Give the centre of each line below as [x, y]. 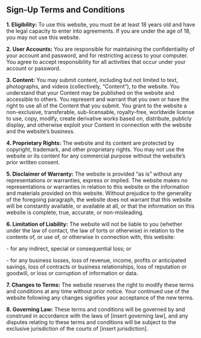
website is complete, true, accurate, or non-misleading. [75, 212]
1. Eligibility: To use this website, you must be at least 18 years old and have [101, 24]
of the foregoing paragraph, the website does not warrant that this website [99, 199]
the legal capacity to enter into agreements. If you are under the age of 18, [99, 31]
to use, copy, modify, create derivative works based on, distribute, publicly [99, 118]
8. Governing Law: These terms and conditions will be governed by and [96, 309]
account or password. [33, 68]
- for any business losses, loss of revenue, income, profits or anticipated [96, 260]
